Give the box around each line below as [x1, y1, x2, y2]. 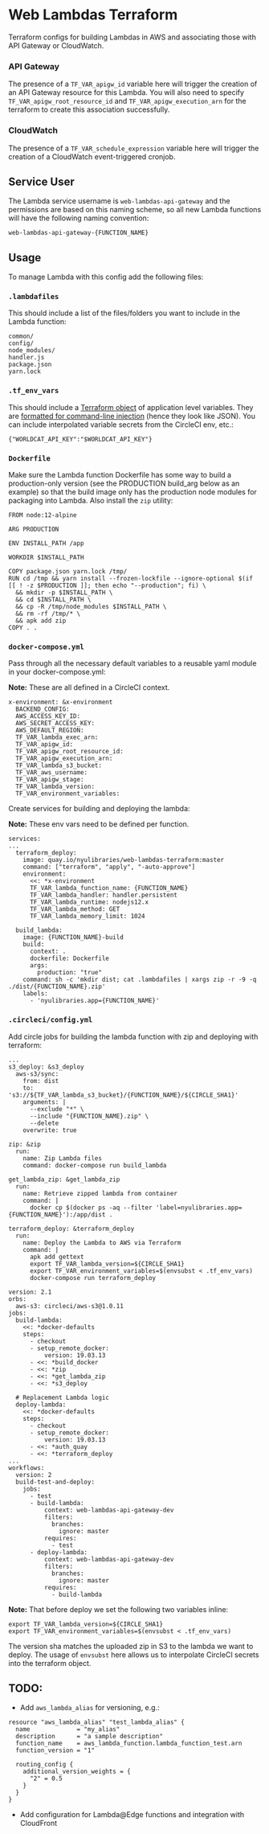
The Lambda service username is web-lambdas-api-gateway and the [8, 196, 230, 206]
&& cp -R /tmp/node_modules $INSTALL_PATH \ [15, 603, 167, 611]
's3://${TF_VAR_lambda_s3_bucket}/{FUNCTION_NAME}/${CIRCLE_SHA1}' [8, 1091, 239, 1099]
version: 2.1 [8, 1288, 52, 1296]
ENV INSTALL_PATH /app [8, 540, 84, 548]
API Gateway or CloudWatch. [8, 40, 104, 50]
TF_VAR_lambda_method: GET [29, 905, 120, 913]
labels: [22, 990, 48, 998]
